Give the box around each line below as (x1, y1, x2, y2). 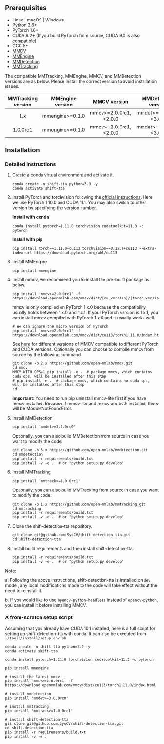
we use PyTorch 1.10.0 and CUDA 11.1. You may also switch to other (12, 199, 146, 205)
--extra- (139, 246, 157, 251)
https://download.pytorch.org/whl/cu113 (34, 250, 118, 255)
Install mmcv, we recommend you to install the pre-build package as (12, 276, 150, 282)
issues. (5, 83, 20, 89)
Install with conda (12, 214, 49, 220)
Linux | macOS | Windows (12, 17, 64, 22)
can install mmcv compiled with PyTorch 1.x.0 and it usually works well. (12, 315, 155, 320)
